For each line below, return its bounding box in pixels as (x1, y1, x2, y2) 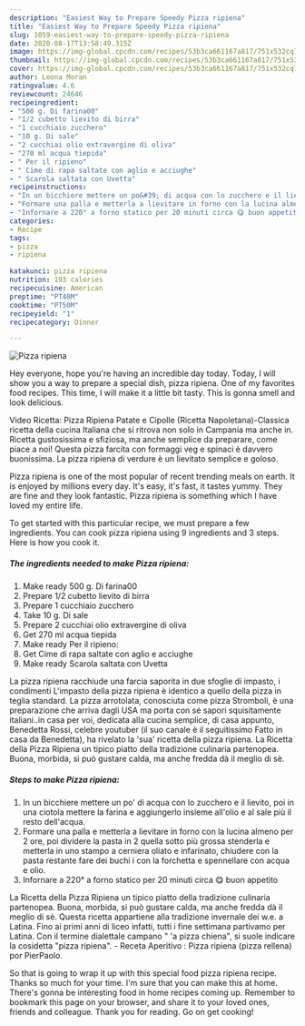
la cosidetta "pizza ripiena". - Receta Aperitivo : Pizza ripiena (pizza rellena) (9, 940, 292, 951)
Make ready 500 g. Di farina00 (22, 581, 138, 592)
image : (9, 47, 34, 56)
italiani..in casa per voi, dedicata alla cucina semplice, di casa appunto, (9, 715, 275, 726)
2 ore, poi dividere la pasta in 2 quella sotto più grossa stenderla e (22, 836, 271, 847)
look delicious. (9, 397, 64, 408)
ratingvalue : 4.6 (9, 81, 75, 90)
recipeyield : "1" (9, 309, 75, 319)
